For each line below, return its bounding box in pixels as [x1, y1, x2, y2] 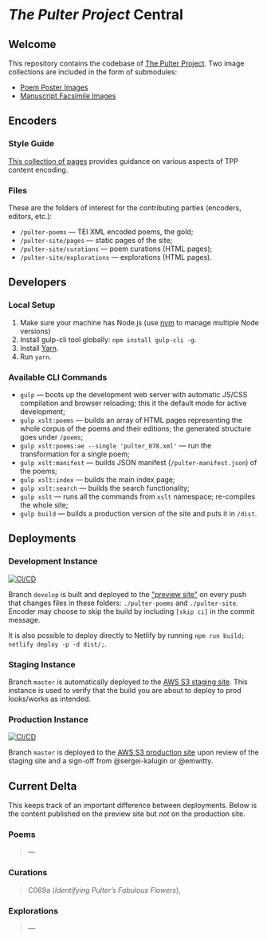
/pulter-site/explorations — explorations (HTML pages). [19, 252, 213, 261]
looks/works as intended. [8, 694, 92, 703]
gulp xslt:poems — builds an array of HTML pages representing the [19, 415, 243, 424]
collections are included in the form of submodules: [8, 67, 178, 77]
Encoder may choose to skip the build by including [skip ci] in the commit [8, 606, 255, 616]
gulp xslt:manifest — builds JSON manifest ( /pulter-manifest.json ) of [19, 457, 257, 467]
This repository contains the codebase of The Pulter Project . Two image [8, 58, 245, 68]
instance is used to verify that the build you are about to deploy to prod [8, 685, 241, 695]
